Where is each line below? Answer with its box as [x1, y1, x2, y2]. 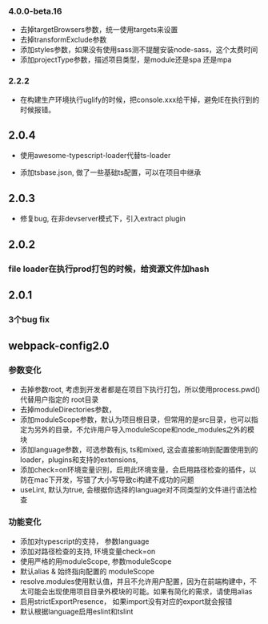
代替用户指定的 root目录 [19, 395, 99, 404]
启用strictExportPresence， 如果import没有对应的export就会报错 [19, 596, 233, 606]
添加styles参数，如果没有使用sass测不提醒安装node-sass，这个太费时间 [19, 45, 258, 55]
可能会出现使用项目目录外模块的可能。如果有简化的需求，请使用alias [26, 586, 253, 596]
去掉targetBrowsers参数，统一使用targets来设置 [19, 25, 178, 34]
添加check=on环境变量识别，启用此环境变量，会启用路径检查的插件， [19, 464, 250, 474]
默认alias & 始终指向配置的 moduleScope [19, 566, 154, 576]
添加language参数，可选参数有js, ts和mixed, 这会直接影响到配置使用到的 [19, 444, 258, 454]
